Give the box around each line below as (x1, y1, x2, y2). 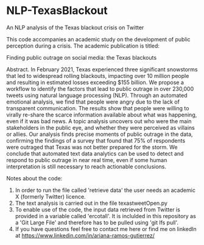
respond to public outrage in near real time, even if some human (6, 156, 167, 163)
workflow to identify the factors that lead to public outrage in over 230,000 (6, 85, 194, 92)
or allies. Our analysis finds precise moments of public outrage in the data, (6, 130, 193, 138)
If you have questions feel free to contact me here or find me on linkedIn (15, 225, 197, 232)
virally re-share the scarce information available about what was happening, (6, 111, 197, 118)
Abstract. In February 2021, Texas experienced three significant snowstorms (6, 65, 198, 73)
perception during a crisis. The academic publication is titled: (6, 42, 160, 49)
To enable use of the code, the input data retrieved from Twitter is (15, 205, 181, 213)
